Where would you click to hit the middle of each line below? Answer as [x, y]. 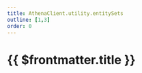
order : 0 [19, 26]
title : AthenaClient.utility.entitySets [66, 13]
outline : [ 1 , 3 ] [29, 20]
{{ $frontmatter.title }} [71, 60]
